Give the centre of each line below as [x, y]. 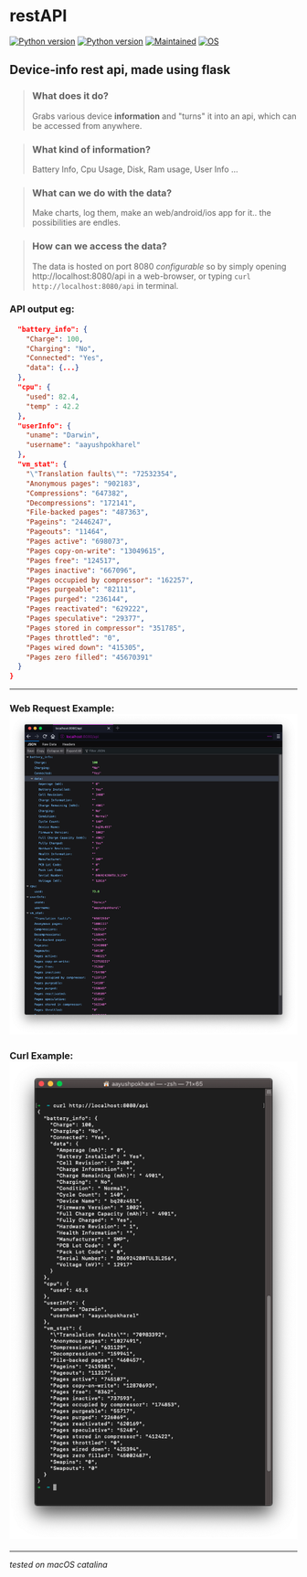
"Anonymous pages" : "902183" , [84, 484]
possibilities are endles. [76, 223]
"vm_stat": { [42, 464]
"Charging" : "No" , [61, 348]
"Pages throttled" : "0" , [73, 638]
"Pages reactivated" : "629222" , [87, 609]
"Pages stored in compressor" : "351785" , [106, 628]
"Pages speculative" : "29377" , [85, 619]
